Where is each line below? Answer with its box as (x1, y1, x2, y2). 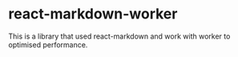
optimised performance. (8, 39, 88, 49)
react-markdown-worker (8, 5, 178, 23)
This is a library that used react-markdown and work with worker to (8, 31, 231, 41)
